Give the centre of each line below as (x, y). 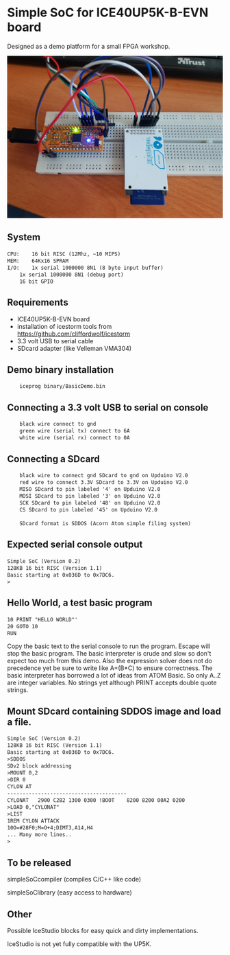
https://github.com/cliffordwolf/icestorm (74, 334)
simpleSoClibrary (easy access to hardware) (69, 893)
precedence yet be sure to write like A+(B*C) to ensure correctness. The (110, 668)
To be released (39, 863)
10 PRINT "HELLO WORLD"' (42, 619)
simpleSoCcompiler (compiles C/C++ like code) (74, 879)
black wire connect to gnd (58, 424)
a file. (20, 722)
